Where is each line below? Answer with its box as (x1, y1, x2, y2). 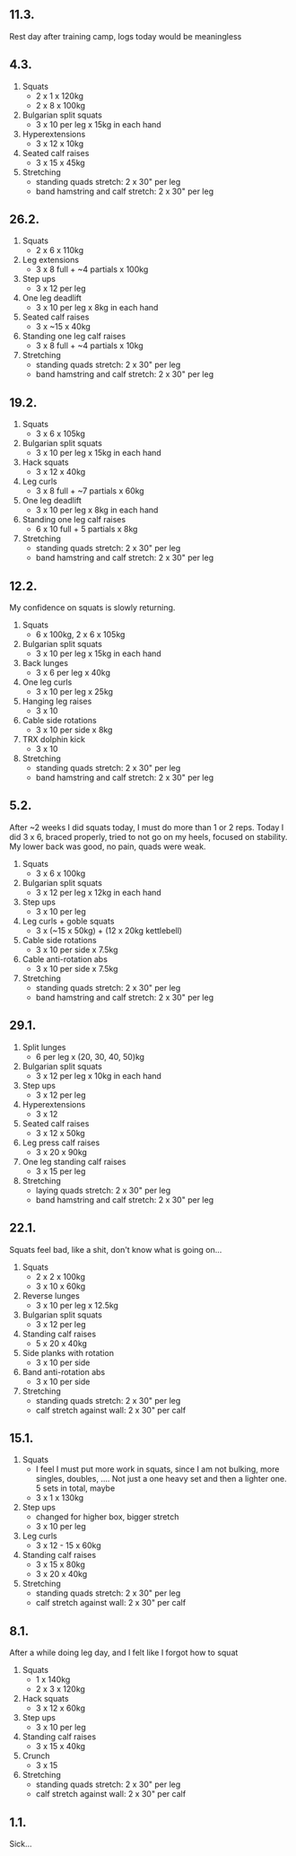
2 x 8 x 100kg (35, 100, 86, 110)
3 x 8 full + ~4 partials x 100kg (35, 264, 149, 275)
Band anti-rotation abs (22, 1366, 106, 1377)
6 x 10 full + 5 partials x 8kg (35, 524, 138, 535)
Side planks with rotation (22, 1347, 115, 1358)
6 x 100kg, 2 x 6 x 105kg (35, 629, 126, 640)
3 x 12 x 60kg (35, 1703, 85, 1713)
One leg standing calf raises (22, 1156, 126, 1167)
